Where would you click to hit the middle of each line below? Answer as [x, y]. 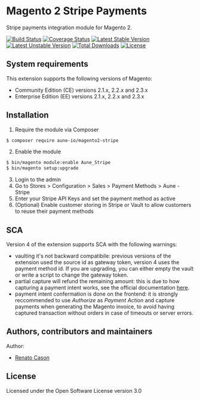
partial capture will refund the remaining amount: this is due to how [97, 281]
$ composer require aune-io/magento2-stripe [62, 140]
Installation [27, 115]
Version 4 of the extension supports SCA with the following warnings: [92, 244]
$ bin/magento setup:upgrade [42, 168]
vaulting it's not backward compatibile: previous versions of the [93, 256]
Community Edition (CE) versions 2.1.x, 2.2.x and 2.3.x [81, 90]
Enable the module [38, 152]
